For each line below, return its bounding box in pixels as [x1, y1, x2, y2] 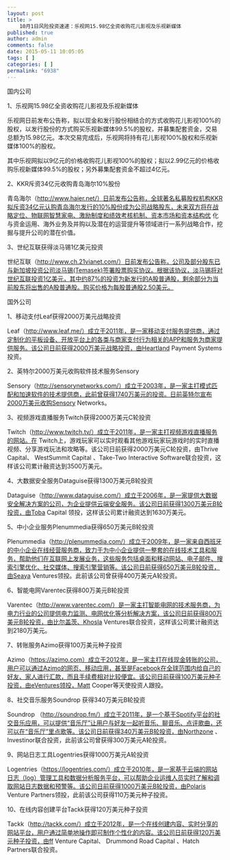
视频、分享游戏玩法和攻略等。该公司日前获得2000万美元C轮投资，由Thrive [7, 444, 219, 453]
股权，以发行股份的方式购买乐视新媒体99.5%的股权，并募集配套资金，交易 [7, 125, 218, 133]
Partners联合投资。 [7, 845, 62, 853]
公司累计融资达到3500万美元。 [18, 461, 106, 470]
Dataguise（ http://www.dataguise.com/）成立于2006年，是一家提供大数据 [7, 491, 218, 499]
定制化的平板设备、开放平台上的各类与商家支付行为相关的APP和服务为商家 [7, 335, 217, 343]
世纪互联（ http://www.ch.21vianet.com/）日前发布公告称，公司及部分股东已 [7, 257, 220, 266]
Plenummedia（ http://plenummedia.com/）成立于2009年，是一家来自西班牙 [7, 537, 222, 545]
